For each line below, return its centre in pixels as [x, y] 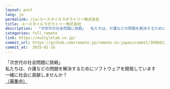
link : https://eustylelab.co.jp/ [40, 38]
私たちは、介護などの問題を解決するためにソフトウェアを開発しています [80, 68]
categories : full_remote [31, 33]
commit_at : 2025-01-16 [30, 47]
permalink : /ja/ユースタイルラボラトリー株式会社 [52, 19]
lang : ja [14, 15]
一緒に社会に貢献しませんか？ [36, 75]
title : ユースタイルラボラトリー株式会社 [43, 24]
